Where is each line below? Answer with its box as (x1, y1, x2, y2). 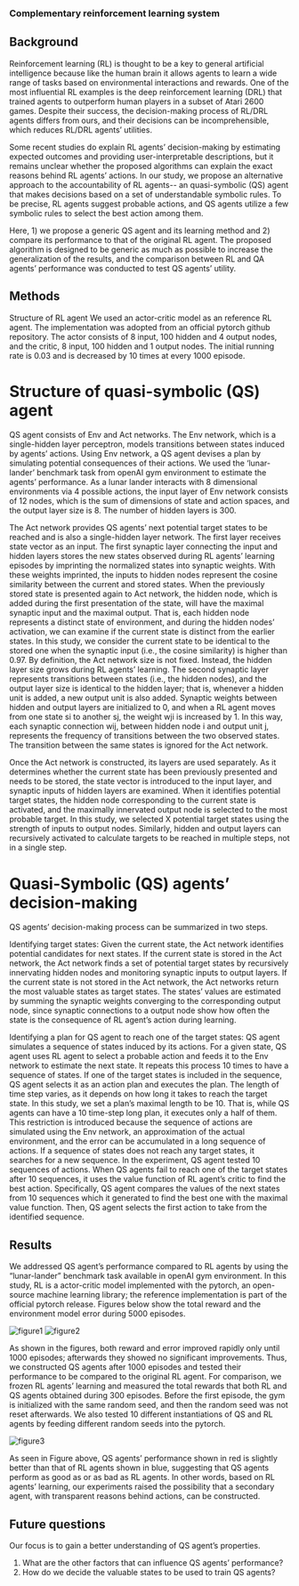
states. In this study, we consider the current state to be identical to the (9, 635, 271, 647)
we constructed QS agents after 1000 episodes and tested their (9, 1362, 242, 1372)
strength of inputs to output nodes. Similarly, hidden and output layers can (9, 823, 282, 834)
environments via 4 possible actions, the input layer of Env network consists (9, 486, 289, 497)
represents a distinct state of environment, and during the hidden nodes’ (9, 617, 275, 627)
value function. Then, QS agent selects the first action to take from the (9, 1202, 268, 1213)
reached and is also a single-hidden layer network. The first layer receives (9, 532, 282, 543)
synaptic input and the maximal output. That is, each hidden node (9, 608, 250, 619)
